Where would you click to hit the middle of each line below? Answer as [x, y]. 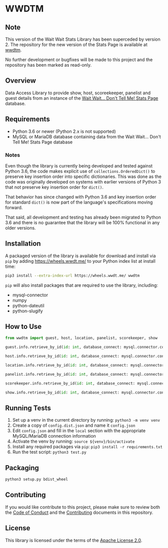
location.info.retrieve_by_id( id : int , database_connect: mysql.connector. [86, 366]
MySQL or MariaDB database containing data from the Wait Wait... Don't [86, 136]
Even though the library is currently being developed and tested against [79, 165]
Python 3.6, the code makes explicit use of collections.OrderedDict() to [80, 171]
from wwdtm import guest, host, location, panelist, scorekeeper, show [81, 338]
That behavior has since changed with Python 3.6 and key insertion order [81, 197]
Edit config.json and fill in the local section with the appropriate [79, 431]
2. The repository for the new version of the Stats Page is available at [76, 45]
